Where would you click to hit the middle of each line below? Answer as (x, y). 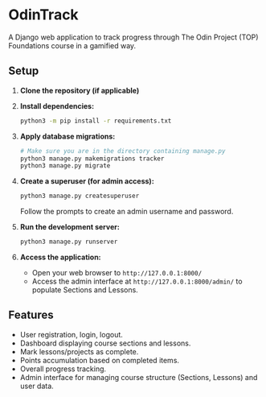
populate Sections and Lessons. (85, 290)
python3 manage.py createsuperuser (80, 196)
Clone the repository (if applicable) (80, 90)
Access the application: (61, 257)
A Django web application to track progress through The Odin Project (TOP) (133, 37)
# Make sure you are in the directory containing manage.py (123, 151)
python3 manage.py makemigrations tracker (92, 159)
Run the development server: (70, 227)
